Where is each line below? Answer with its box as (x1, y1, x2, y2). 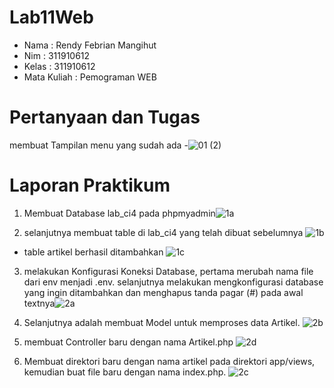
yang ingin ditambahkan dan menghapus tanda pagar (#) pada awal (23, 286, 304, 298)
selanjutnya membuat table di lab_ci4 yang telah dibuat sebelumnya (23, 226, 304, 238)
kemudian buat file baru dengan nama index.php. (23, 366, 227, 378)
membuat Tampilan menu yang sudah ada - (9, 139, 189, 151)
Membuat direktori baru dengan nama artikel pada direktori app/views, (23, 355, 316, 367)
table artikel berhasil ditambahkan (23, 246, 164, 258)
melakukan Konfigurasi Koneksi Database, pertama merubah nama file (23, 265, 314, 277)
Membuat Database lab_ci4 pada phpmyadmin (23, 207, 216, 219)
